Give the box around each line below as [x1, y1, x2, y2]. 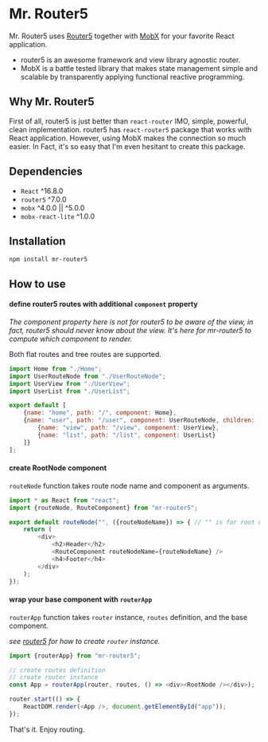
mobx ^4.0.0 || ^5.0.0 [20, 202, 85, 212]
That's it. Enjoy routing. [9, 724, 85, 734]
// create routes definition [9, 666, 106, 674]
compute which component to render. [9, 334, 133, 344]
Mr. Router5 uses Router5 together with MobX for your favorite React [9, 31, 235, 41]
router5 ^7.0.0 [20, 194, 67, 204]
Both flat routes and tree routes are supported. [9, 349, 162, 359]
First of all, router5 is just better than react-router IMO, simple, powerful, [9, 116, 249, 126]
